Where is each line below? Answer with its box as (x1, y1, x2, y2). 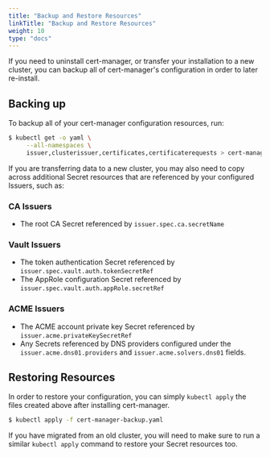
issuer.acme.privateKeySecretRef (19, 331, 133, 339)
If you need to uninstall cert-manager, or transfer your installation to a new (8, 56, 255, 66)
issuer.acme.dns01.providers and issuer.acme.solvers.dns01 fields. (19, 347, 247, 357)
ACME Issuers (8, 303, 65, 314)
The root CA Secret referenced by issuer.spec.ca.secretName (19, 218, 225, 228)
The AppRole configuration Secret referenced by (19, 275, 182, 285)
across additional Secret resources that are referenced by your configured (8, 172, 255, 181)
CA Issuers (8, 201, 52, 212)
